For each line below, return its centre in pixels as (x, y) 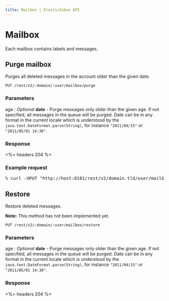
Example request (26, 167)
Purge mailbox (28, 64)
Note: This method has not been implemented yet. (57, 216)
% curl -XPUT (21, 178)
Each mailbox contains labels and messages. (52, 49)
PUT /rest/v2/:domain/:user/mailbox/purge (50, 86)
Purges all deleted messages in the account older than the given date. (77, 76)
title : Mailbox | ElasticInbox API (43, 10)
